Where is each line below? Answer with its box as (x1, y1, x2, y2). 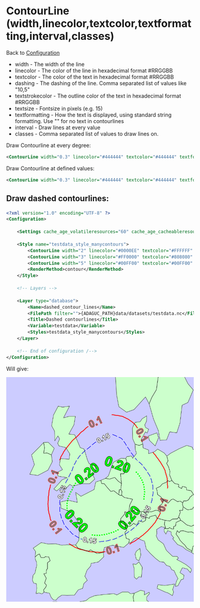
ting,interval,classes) (6, 30, 115, 43)
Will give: (6, 365, 29, 372)
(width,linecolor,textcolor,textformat (6, 17, 192, 30)
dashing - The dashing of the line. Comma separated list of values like (14, 79, 187, 87)
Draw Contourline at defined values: (6, 165, 95, 172)
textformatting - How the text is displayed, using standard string (14, 111, 171, 118)
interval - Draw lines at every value (14, 124, 101, 131)
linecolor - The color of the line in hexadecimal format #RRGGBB (14, 67, 173, 74)
